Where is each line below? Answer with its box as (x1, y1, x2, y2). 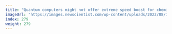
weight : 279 (5, 21, 31, 26)
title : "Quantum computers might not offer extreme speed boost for (5, 7, 155, 12)
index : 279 (5, 16, 29, 21)
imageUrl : (5, 12, 27, 17)
